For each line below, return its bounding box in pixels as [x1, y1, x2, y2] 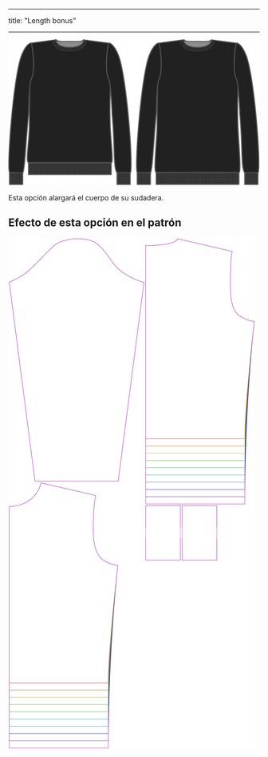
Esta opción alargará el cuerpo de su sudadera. [8, 192, 164, 202]
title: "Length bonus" [8, 16, 77, 25]
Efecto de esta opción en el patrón [8, 216, 182, 230]
